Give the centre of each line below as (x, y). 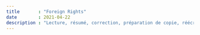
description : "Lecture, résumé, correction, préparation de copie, (93, 23)
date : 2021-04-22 (38, 17)
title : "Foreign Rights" (46, 12)
